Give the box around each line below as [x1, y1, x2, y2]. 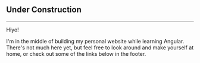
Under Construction [6, 5, 82, 15]
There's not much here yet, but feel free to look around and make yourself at [6, 44, 194, 51]
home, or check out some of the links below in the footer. [6, 50, 146, 57]
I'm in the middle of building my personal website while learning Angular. [6, 37, 185, 45]
